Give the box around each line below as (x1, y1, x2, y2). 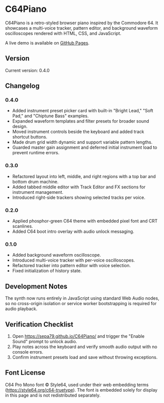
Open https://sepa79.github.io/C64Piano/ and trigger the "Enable (12, 333, 145, 339)
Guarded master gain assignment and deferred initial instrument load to (12, 144, 158, 150)
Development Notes (5, 282, 67, 290)
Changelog (5, 82, 40, 90)
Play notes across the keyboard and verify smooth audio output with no (12, 344, 158, 350)
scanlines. (12, 224, 33, 229)
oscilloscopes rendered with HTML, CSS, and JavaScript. (5, 30, 122, 36)
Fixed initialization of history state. (12, 268, 82, 274)
